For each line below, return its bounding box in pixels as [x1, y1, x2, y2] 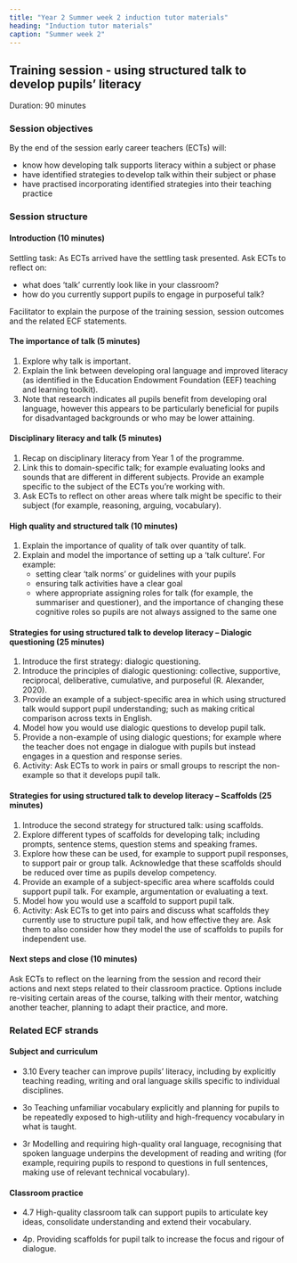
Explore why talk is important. [21, 356, 132, 366]
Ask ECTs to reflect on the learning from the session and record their [9, 973, 261, 984]
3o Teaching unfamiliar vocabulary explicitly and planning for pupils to [21, 1102, 280, 1112]
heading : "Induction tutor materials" [9, 21, 153, 30]
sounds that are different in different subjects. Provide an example [21, 472, 265, 482]
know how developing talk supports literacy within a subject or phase [21, 160, 277, 170]
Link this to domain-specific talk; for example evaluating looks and [21, 463, 266, 473]
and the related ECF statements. [9, 316, 127, 326]
